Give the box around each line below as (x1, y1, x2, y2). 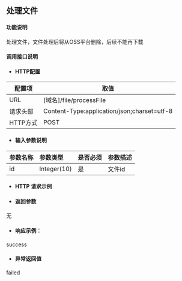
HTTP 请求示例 (14, 183, 52, 190)
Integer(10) (39, 165, 72, 173)
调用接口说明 (6, 53, 38, 60)
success (6, 241, 27, 248)
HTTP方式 (9, 119, 38, 127)
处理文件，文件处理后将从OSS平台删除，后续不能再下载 (6, 38, 144, 45)
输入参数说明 (14, 136, 47, 144)
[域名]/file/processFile (43, 96, 106, 104)
